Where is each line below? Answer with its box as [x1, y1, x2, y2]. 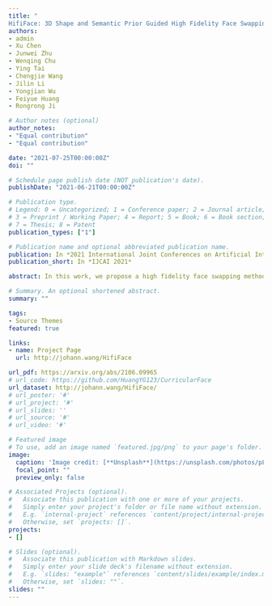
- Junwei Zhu [8, 49, 53, 57]
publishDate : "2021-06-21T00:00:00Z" [8, 184, 136, 192]
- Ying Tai [8, 65, 45, 73]
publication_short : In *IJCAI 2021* [8, 258, 132, 266]
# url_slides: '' [8, 406, 67, 414]
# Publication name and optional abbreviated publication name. [8, 243, 230, 251]
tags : [8, 309, 27, 317]
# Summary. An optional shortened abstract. [8, 287, 161, 295]
